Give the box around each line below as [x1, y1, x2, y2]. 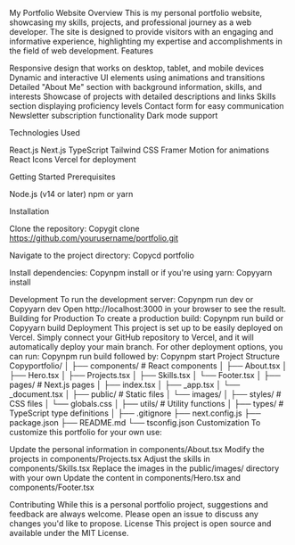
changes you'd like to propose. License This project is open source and [9, 518, 272, 529]
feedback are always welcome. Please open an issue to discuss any [9, 508, 258, 519]
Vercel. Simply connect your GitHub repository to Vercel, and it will [9, 332, 254, 343]
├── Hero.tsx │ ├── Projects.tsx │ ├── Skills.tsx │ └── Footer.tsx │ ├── [9, 370, 281, 380]
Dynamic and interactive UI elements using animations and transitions [9, 72, 266, 83]
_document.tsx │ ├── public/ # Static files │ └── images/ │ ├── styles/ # [9, 389, 282, 400]
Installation [9, 206, 50, 217]
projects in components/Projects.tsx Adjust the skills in [9, 454, 211, 464]
